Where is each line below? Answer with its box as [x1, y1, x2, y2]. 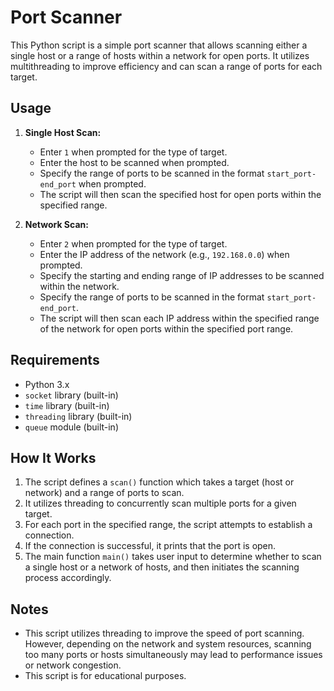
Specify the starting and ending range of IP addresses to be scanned [39, 269, 325, 281]
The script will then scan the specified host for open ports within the [39, 188, 322, 200]
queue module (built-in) [24, 421, 119, 433]
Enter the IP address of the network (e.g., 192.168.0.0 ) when [39, 248, 290, 260]
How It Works [10, 449, 97, 466]
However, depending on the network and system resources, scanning [24, 638, 312, 650]
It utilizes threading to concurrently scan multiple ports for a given [24, 497, 297, 510]
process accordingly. [24, 572, 112, 584]
